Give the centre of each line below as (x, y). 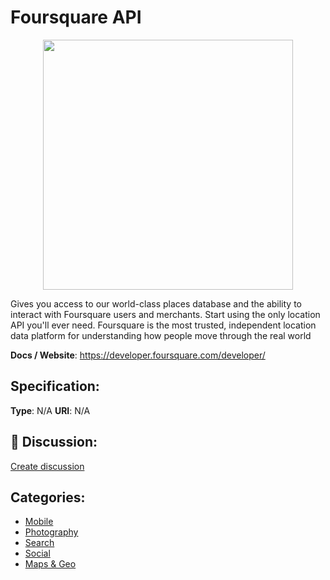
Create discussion (47, 466)
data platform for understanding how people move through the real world (161, 335)
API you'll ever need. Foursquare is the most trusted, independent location (163, 325)
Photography (51, 532)
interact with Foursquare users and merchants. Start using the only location (165, 314)
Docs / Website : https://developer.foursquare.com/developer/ (138, 355)
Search (39, 543)
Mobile (39, 522)
